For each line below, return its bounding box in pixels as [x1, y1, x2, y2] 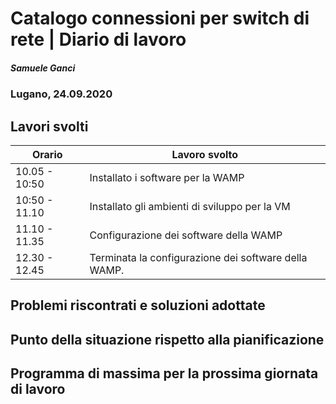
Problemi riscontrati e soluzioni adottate [10, 297, 266, 314]
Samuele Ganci [10, 62, 76, 74]
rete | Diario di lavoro [10, 28, 187, 51]
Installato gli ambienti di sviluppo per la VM [89, 199, 291, 213]
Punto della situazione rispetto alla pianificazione [10, 331, 325, 348]
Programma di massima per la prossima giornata [10, 365, 319, 382]
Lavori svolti [10, 118, 89, 135]
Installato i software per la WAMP [89, 170, 245, 184]
